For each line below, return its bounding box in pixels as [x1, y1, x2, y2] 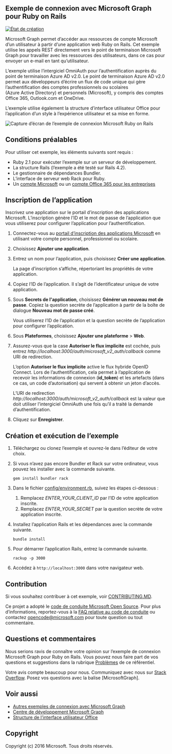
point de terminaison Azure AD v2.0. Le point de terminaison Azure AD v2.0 [5, 73, 165, 79]
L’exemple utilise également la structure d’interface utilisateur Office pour [5, 105, 161, 111]
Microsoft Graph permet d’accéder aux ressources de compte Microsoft [5, 36, 158, 42]
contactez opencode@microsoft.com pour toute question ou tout [5, 615, 143, 621]
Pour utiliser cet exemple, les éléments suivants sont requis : [5, 149, 133, 155]
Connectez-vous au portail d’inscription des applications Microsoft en [12, 230, 161, 236]
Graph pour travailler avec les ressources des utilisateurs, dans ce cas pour [5, 52, 165, 58]
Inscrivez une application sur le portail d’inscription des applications [5, 209, 149, 216]
